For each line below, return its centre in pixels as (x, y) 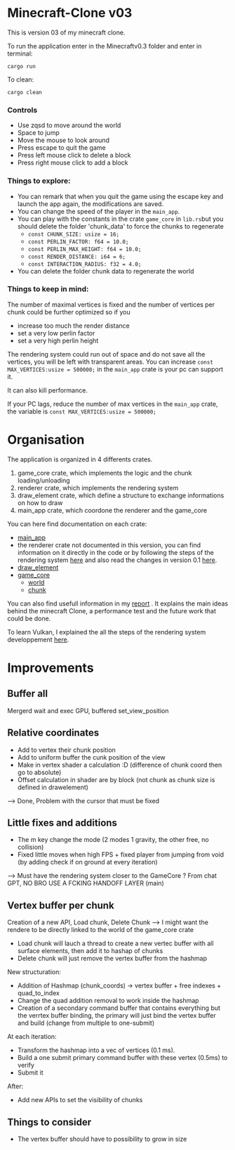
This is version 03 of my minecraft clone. (66, 32)
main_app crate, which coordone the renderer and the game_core (112, 510)
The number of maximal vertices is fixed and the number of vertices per (111, 305)
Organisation (46, 440)
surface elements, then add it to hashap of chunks (90, 951)
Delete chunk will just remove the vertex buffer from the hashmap (112, 959)
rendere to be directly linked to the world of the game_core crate (101, 930)
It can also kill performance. (47, 390)
